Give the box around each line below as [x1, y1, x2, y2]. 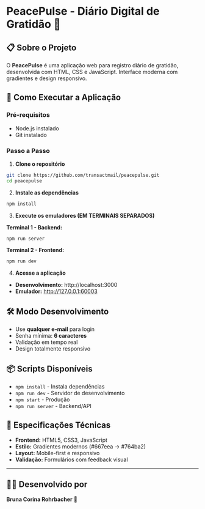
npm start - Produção [15, 396, 70, 403]
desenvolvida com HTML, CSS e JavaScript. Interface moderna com [6, 69, 178, 75]
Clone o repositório [15, 160, 65, 168]
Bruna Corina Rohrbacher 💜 [6, 496, 77, 503]
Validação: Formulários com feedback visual [15, 456, 128, 463]
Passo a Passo [6, 146, 50, 155]
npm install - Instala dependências [15, 382, 105, 390]
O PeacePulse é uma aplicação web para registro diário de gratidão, [6, 62, 179, 69]
